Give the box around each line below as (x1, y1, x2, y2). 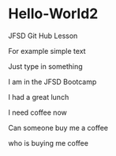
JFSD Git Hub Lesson (8, 31, 78, 40)
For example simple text (8, 46, 86, 55)
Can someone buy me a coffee (8, 123, 109, 132)
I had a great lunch (8, 92, 69, 101)
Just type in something (8, 61, 83, 71)
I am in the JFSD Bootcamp (8, 77, 97, 86)
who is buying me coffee (8, 138, 89, 147)
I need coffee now (8, 108, 67, 117)
